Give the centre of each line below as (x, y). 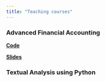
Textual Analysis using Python (51, 72)
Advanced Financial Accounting (53, 32)
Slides (14, 56)
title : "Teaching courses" (39, 12)
